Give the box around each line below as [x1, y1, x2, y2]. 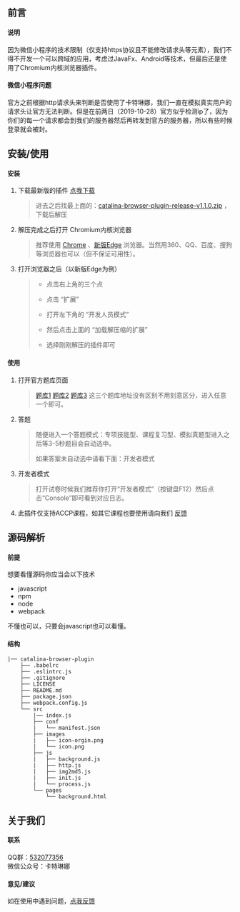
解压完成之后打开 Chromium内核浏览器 [17, 226, 132, 234]
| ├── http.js [33, 762, 81, 769]
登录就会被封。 [7, 124, 51, 134]
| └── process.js [33, 781, 91, 788]
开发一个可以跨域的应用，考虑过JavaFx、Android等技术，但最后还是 [19, 54, 221, 63]
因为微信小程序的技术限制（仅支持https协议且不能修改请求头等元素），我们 [7, 45, 226, 54]
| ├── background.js [33, 756, 101, 763]
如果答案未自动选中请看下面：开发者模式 [35, 454, 155, 463]
